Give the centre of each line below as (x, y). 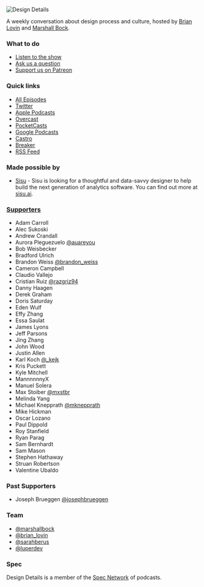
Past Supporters (31, 486)
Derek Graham (33, 295)
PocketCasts (31, 125)
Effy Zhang (29, 314)
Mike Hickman (33, 412)
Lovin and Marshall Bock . (38, 28)
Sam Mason (30, 451)
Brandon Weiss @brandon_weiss (56, 262)
